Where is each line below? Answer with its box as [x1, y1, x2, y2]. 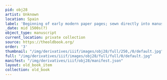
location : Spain [5, 16, 39, 21]
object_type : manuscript [5, 30, 57, 35]
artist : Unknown [5, 12, 39, 17]
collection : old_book [5, 68, 50, 73]
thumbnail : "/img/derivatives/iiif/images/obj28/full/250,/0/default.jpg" [5, 49, 164, 54]
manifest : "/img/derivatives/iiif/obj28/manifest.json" [5, 58, 123, 63]
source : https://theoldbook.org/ [5, 40, 75, 45]
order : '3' [5, 44, 28, 49]
